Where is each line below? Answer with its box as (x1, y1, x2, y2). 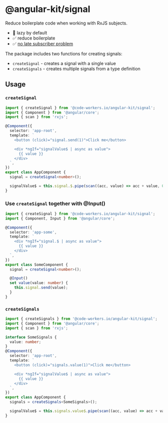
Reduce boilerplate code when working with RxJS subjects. (5, 20, 127, 26)
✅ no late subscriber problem (12, 40, 73, 46)
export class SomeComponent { (5, 262, 68, 267)
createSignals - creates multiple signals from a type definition (12, 65, 141, 71)
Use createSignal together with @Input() (5, 200, 106, 207)
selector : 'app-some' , (9, 229, 57, 234)
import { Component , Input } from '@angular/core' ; (5, 216, 115, 221)
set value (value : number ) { (9, 280, 68, 285)
